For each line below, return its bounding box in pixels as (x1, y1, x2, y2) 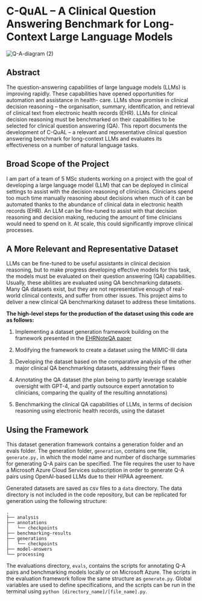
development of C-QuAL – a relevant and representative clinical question (6, 128, 187, 135)
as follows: (6, 316, 34, 324)
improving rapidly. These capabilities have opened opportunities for (6, 89, 175, 97)
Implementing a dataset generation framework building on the (14, 328, 169, 336)
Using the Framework (6, 424, 89, 435)
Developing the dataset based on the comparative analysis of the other (14, 358, 192, 365)
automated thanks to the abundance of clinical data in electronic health (6, 201, 183, 208)
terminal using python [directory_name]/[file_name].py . (6, 588, 148, 595)
